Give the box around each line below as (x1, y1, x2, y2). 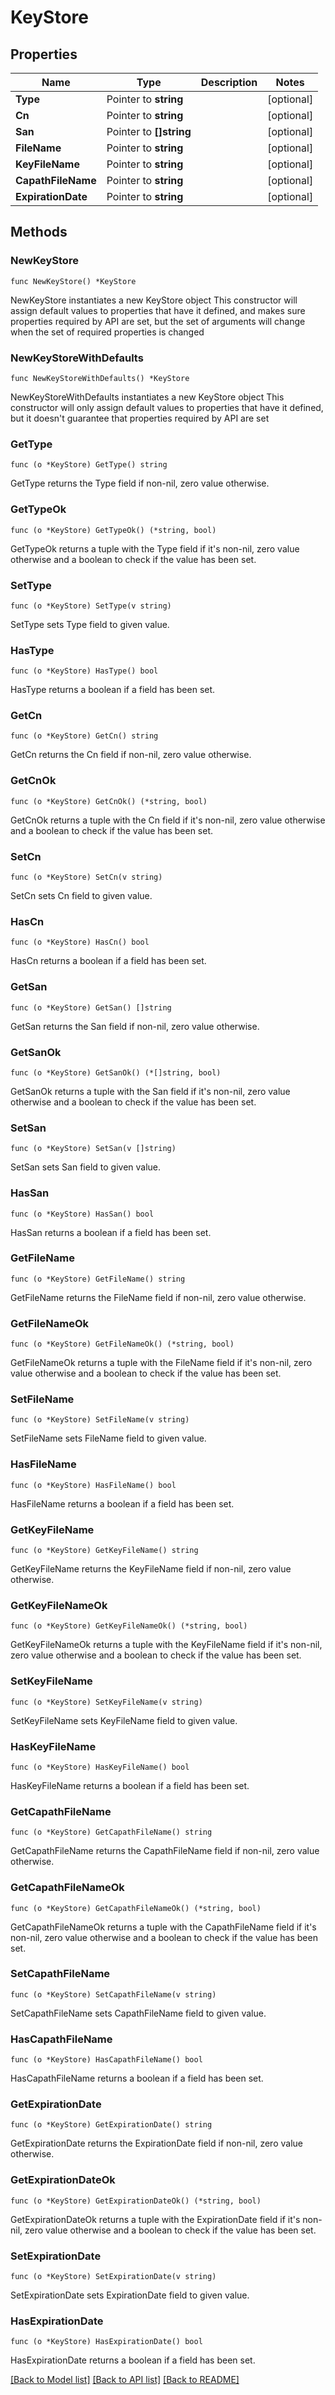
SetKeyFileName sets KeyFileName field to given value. (10, 1714, 238, 1726)
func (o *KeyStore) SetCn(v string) (10, 872, 163, 883)
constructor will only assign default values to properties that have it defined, (10, 401, 324, 413)
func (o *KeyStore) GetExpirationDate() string (10, 2120, 213, 2130)
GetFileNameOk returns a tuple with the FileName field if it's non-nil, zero (10, 1357, 313, 1369)
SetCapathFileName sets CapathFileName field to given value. (10, 2007, 267, 2019)
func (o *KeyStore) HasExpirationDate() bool (10, 2337, 203, 2347)
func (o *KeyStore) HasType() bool (10, 666, 159, 676)
